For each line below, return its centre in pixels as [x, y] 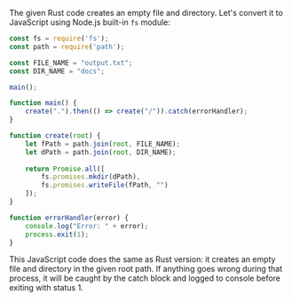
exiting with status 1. [47, 288]
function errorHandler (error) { [69, 218]
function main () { [43, 103]
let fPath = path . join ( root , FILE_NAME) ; [103, 144]
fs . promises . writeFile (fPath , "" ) [105, 186]
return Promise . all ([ [65, 169]
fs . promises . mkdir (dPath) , [91, 177]
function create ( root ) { [55, 136]
